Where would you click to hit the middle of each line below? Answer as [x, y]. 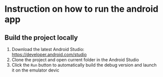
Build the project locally [41, 38]
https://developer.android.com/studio [49, 54]
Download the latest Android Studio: [48, 49]
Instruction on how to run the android [81, 9]
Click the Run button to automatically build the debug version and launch [84, 65]
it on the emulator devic [35, 70]
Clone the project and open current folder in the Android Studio [75, 60]
